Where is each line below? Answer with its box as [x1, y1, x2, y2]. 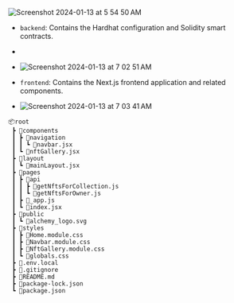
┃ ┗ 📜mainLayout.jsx [11, 161, 80, 169]
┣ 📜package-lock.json [11, 280, 84, 288]
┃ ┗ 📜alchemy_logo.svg [11, 217, 88, 225]
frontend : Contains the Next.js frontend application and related [19, 78, 226, 87]
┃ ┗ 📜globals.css [11, 252, 69, 260]
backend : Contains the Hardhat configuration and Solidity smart [19, 23, 226, 32]
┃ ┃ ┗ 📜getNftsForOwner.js [11, 189, 102, 197]
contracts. [19, 32, 54, 41]
